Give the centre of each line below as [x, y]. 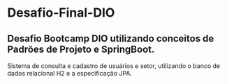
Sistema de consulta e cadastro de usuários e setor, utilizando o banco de [114, 66]
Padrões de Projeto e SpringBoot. [81, 49]
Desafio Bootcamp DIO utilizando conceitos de [111, 39]
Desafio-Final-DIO [61, 13]
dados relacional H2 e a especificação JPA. [70, 73]
